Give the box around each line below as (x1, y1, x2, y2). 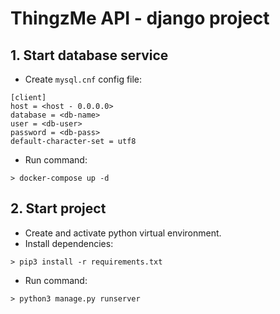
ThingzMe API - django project (10, 7, 270, 30)
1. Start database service (10, 47, 169, 64)
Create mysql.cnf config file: (24, 73, 143, 85)
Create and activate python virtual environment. (24, 227, 222, 239)
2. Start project (10, 200, 107, 217)
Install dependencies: (24, 237, 114, 249)
